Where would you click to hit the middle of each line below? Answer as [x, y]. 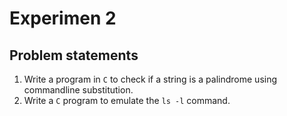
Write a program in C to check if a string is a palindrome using [150, 79]
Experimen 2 [63, 18]
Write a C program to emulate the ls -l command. [127, 100]
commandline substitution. [78, 90]
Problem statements [74, 55]
